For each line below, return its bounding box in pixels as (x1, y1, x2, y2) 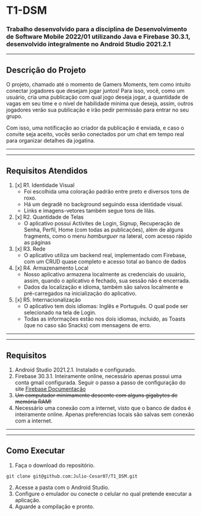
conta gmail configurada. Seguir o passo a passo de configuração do (14, 379, 186, 386)
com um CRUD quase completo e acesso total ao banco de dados (23, 258, 187, 265)
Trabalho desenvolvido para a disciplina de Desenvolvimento (6, 25, 187, 34)
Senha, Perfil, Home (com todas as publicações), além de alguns (23, 226, 184, 234)
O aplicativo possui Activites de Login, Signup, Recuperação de (23, 220, 181, 227)
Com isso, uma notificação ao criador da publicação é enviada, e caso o (6, 124, 184, 132)
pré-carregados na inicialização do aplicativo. (23, 290, 137, 297)
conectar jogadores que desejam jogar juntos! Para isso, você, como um (6, 87, 185, 95)
